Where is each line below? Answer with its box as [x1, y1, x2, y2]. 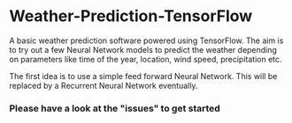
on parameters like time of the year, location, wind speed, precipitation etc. [9, 54, 282, 64]
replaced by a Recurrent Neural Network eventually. [9, 80, 198, 90]
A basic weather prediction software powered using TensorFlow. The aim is [9, 35, 284, 46]
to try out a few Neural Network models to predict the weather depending [9, 44, 277, 54]
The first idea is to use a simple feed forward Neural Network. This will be [9, 70, 278, 81]
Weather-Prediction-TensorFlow [9, 6, 253, 26]
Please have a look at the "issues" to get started [9, 102, 221, 114]
